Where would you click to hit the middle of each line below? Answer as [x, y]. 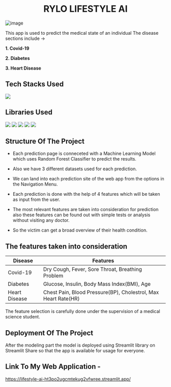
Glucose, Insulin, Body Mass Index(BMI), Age [97, 284]
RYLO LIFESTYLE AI [85, 9]
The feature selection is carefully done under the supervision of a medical [83, 311]
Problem [53, 276]
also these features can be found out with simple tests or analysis [81, 215]
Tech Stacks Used [35, 84]
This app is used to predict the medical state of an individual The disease [82, 33]
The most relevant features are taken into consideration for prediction [85, 210]
